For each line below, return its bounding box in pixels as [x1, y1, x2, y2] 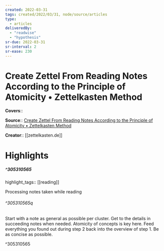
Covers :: [5, 108, 23, 114]
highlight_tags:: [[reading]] [5, 179, 59, 185]
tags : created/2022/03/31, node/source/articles [5, 12, 108, 17]
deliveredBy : [5, 26, 32, 31]
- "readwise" [9, 30, 37, 35]
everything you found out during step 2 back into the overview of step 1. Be [5, 226, 159, 232]
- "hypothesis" [9, 35, 41, 40]
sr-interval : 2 [5, 44, 37, 49]
